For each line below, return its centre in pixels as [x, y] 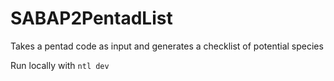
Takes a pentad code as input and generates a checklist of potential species [167, 46]
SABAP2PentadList [91, 18]
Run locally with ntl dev [60, 65]
